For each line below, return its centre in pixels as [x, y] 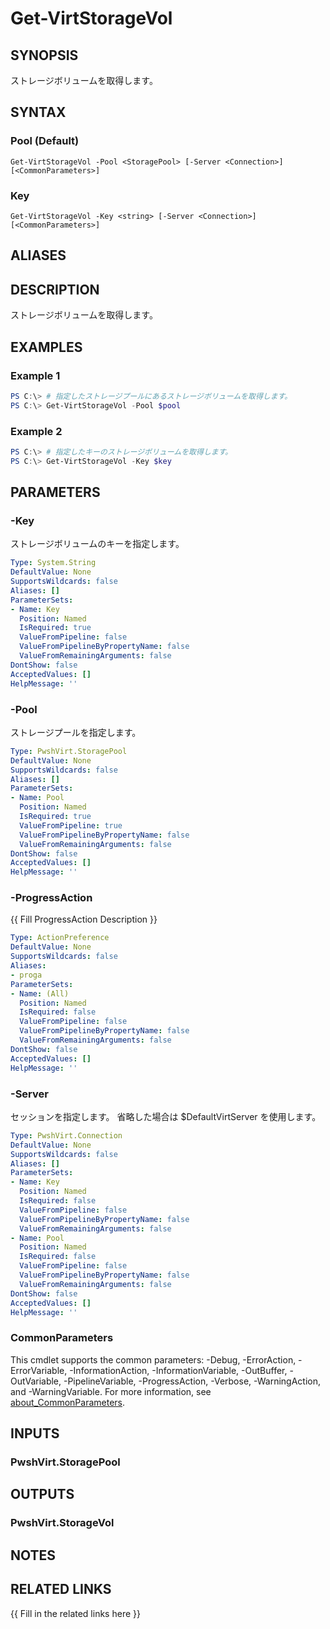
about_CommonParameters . [68, 1402]
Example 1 [35, 375]
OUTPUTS [42, 1494]
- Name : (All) [40, 993]
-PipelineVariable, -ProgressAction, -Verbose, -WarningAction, [192, 1381]
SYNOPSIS [44, 55]
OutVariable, [36, 1381]
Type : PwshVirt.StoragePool [69, 751]
